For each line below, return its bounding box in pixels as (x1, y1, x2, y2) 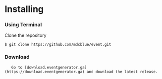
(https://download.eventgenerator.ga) (4, 69, 85, 74)
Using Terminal (4, 21, 42, 28)
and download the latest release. (86, 69, 158, 74)
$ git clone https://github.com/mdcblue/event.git (4, 42, 111, 47)
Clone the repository (4, 32, 47, 38)
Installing (4, 3, 44, 15)
